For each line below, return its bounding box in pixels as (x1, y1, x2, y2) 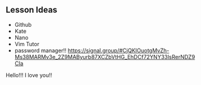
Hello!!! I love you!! (5, 71, 53, 78)
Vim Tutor (14, 40, 40, 47)
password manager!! (14, 47, 67, 54)
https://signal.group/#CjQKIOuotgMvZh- (67, 47, 169, 54)
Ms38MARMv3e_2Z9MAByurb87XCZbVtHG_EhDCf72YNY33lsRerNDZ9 (14, 53, 196, 60)
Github (14, 21, 32, 28)
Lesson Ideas (5, 5, 57, 15)
